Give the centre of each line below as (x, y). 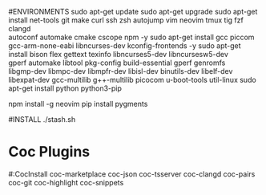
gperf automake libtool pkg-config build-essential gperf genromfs (117, 63)
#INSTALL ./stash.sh (42, 119)
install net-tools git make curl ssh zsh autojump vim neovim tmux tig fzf (126, 20)
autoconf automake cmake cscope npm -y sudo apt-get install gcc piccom (131, 37)
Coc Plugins (49, 152)
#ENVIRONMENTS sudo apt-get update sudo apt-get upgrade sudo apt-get (133, 12)
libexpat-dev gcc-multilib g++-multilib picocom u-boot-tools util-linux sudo (132, 80)
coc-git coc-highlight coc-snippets (66, 182)
